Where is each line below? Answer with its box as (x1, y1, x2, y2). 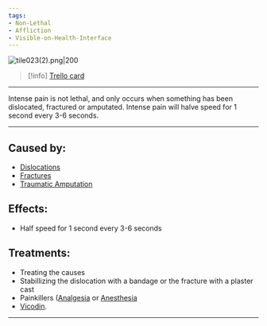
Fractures (19, 171, 52, 180)
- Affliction (8, 26, 52, 34)
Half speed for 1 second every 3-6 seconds (19, 223, 162, 233)
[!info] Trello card (27, 71, 85, 80)
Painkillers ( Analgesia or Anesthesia (19, 293, 137, 302)
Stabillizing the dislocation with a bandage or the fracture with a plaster (19, 276, 253, 285)
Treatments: (8, 246, 71, 260)
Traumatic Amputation (19, 180, 93, 189)
